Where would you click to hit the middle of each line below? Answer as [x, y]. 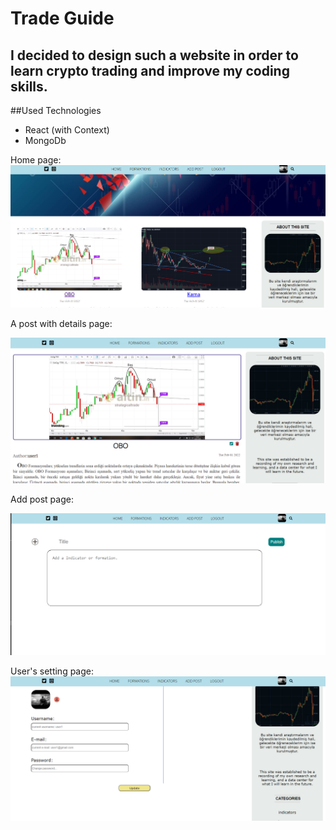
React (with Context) [67, 130]
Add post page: [42, 499]
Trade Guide [62, 18]
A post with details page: [61, 324]
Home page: [36, 160]
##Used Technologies [56, 110]
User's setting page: [52, 671]
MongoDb [45, 140]
